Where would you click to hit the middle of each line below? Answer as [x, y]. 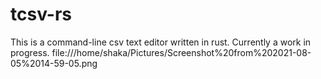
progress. [30, 52]
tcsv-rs [41, 14]
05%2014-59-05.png [54, 63]
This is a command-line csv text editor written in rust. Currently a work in [161, 42]
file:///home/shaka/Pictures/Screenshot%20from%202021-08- [181, 52]
